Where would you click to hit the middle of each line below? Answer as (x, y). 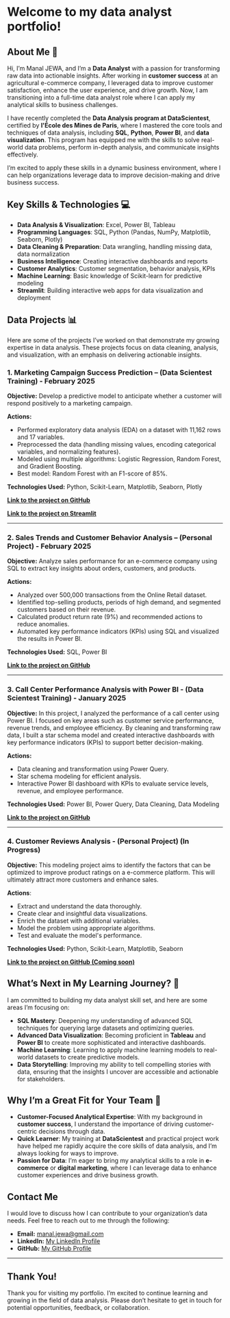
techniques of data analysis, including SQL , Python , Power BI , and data (108, 132)
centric (27, 1131)
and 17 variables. (41, 437)
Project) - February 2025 (49, 546)
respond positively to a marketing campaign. (70, 403)
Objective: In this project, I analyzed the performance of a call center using (113, 713)
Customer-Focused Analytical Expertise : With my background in (110, 1117)
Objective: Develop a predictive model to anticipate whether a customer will (115, 396)
